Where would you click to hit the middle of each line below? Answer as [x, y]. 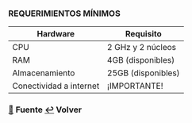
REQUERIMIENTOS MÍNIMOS [64, 13]
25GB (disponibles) [143, 73]
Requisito [143, 34]
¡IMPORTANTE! [135, 86]
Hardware [56, 34]
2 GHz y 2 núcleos [142, 48]
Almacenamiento [44, 73]
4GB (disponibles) [141, 60]
